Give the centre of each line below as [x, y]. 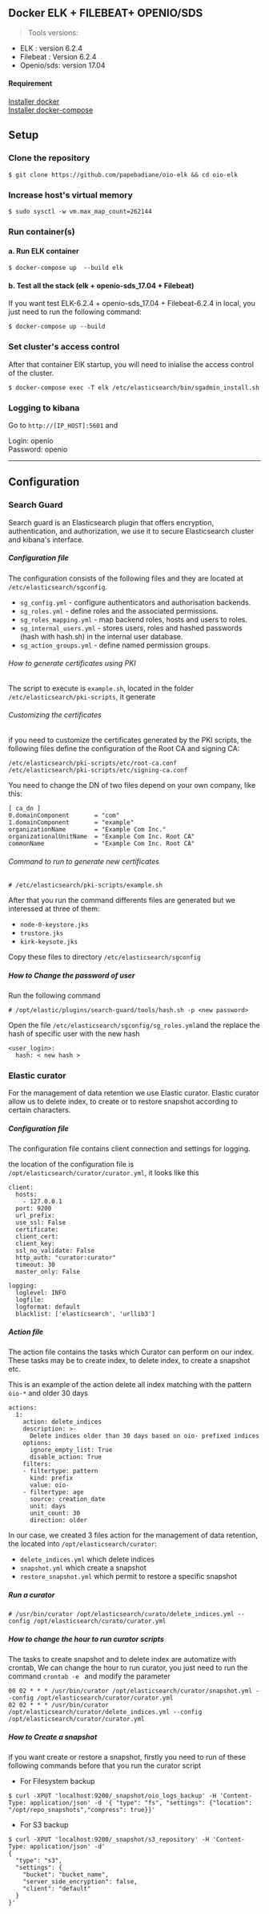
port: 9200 [34, 1209]
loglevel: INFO [41, 1293]
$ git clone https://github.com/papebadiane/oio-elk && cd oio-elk [123, 175]
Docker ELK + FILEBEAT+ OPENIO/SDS [106, 13]
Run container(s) [42, 231]
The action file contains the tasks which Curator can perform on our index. [131, 1352]
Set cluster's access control [64, 347]
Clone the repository [49, 158]
